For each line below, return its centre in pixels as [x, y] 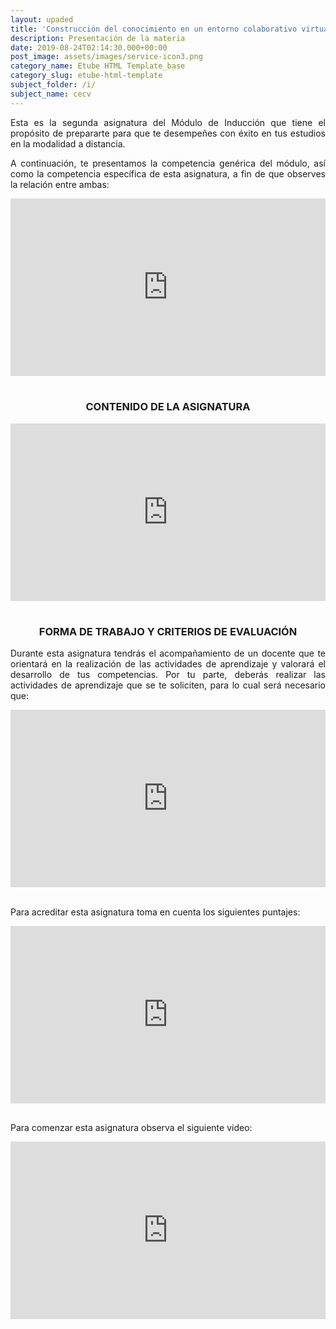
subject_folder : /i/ [53, 85]
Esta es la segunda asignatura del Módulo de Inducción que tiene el [168, 122]
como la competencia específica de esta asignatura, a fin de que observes [168, 173]
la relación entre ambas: [60, 184]
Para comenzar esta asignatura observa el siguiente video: [131, 1128]
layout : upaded [42, 19]
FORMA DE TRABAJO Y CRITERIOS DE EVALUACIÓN [168, 631]
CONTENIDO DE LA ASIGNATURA [168, 407]
